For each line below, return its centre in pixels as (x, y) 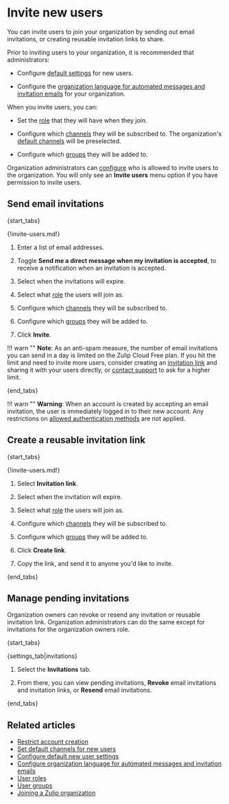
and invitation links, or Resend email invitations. (84, 690)
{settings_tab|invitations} (42, 656)
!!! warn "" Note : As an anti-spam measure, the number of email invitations (112, 348)
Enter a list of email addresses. (60, 247)
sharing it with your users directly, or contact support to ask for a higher (109, 370)
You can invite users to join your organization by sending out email (101, 32)
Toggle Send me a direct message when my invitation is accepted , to (117, 260)
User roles (32, 779)
